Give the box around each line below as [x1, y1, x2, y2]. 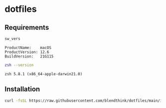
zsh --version [4, 62, 34, 67]
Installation [4, 85, 40, 94]
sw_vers [4, 36, 21, 41]
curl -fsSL [4, 98, 27, 103]
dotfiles [4, 3, 37, 15]
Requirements [4, 23, 49, 32]
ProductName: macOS [4, 45, 52, 50]
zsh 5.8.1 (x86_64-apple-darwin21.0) [4, 71, 83, 76]
